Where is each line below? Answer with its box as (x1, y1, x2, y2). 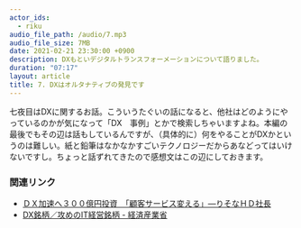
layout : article (9, 72, 70, 81)
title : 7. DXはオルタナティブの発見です (9, 80, 145, 89)
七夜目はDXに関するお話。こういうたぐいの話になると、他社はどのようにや (9, 105, 288, 117)
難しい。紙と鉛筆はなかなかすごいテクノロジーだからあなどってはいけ (32, 140, 293, 150)
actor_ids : (9, 13, 50, 23)
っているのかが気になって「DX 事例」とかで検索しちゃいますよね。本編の (9, 117, 288, 128)
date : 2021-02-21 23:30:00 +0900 (9, 47, 135, 56)
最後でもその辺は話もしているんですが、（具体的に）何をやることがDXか (9, 128, 277, 140)
